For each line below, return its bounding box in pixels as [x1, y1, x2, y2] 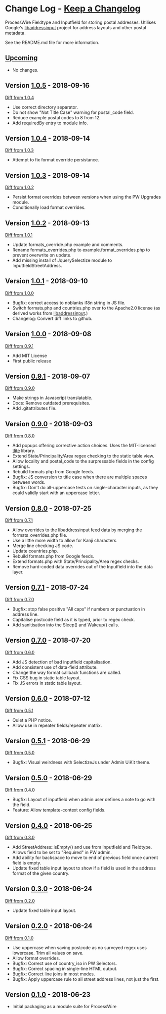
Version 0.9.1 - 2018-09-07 [5, 372, 90, 381]
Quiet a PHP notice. [12, 717, 52, 723]
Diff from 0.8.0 [5, 433, 35, 439]
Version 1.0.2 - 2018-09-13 [5, 219, 90, 227]
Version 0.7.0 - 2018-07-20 [5, 636, 91, 645]
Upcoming [5, 54, 38, 62]
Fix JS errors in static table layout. [12, 680, 82, 686]
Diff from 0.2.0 [5, 898, 35, 904]
